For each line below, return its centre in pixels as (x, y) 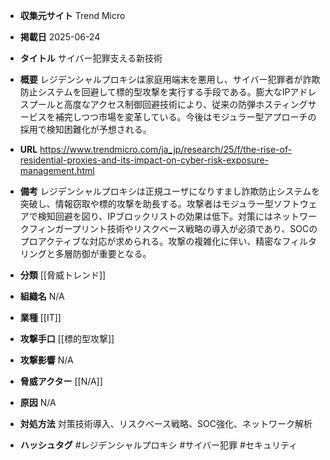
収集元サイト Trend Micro (72, 15)
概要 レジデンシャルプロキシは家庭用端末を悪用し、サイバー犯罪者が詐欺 (170, 79)
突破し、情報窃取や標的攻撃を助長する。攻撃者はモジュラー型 (146, 203)
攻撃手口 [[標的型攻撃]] (67, 338)
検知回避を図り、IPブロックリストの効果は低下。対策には (155, 216)
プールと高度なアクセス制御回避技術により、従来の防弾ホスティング (168, 104)
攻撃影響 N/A (46, 360)
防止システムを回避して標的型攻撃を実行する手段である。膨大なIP (155, 92)
